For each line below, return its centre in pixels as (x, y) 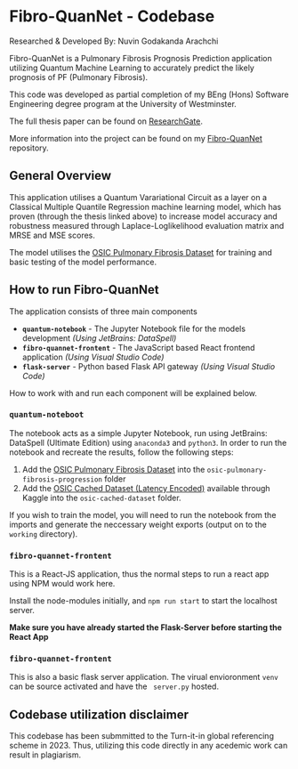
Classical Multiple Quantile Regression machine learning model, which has (145, 206)
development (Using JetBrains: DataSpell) (99, 338)
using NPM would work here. (62, 584)
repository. (29, 148)
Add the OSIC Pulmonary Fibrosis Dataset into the (113, 469)
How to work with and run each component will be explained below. (133, 393)
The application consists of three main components (103, 311)
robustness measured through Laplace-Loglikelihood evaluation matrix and (147, 225)
